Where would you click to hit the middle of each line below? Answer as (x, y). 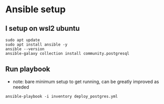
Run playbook (28, 69)
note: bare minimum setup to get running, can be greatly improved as (86, 81)
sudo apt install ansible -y (36, 45)
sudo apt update (23, 40)
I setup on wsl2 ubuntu (43, 28)
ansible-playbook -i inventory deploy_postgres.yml (61, 96)
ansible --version (25, 49)
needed (21, 87)
